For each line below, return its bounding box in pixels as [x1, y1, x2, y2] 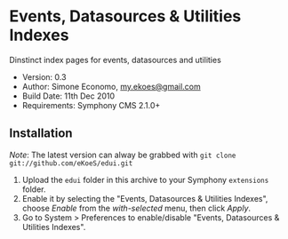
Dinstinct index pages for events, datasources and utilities [9, 54, 222, 65]
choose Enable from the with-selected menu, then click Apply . [21, 203, 252, 213]
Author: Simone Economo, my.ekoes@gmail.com [21, 81, 202, 92]
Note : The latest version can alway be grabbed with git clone [9, 149, 236, 160]
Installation [9, 126, 73, 141]
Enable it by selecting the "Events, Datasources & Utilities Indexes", [21, 193, 268, 203]
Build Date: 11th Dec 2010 [21, 91, 116, 101]
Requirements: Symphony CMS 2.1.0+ [21, 100, 161, 110]
